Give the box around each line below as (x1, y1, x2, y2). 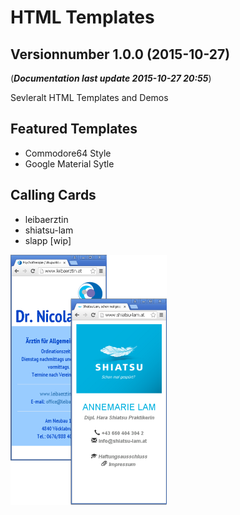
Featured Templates (10, 121, 138, 138)
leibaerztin (24, 213, 69, 225)
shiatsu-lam (24, 224, 74, 236)
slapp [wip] (24, 234, 72, 246)
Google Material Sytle (24, 157, 115, 170)
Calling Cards (10, 187, 97, 204)
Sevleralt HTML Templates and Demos (10, 92, 169, 103)
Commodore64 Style (24, 147, 112, 159)
